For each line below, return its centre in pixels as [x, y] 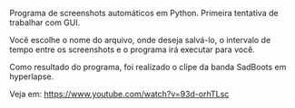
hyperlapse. [32, 76]
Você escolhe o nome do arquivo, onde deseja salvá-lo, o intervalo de [140, 40]
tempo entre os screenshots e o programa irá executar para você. [133, 49]
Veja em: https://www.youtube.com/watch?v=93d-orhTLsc [119, 94]
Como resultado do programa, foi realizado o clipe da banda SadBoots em [148, 67]
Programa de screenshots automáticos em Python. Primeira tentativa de [144, 13]
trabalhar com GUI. [45, 22]
